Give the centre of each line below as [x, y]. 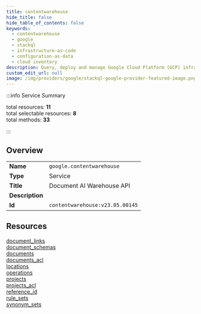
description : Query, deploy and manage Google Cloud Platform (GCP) [93, 67]
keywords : [19, 28]
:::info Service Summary [36, 96]
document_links [26, 240]
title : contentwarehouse [37, 12]
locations [17, 266]
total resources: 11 [28, 107]
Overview [25, 150]
